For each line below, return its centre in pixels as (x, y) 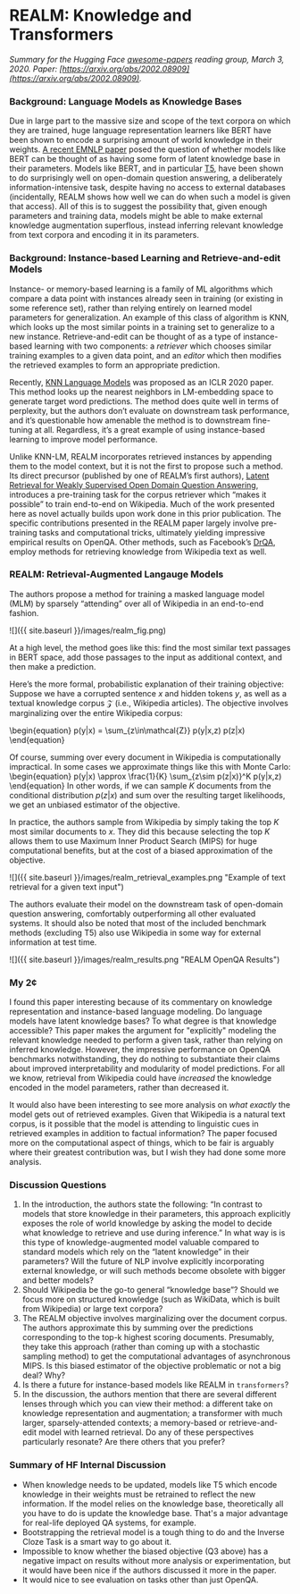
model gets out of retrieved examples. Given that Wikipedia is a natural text (147, 1115)
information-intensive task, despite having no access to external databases (147, 188)
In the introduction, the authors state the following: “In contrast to (142, 1204)
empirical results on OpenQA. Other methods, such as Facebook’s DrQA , (142, 542)
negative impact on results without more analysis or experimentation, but (156, 1560)
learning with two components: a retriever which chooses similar (153, 346)
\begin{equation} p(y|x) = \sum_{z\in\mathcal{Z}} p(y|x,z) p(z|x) (127, 730)
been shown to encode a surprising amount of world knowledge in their (141, 140)
